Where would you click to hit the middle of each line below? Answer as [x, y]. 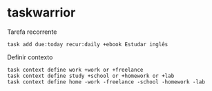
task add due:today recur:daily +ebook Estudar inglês [88, 44]
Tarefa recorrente [32, 32]
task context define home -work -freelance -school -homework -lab [106, 82]
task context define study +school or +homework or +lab [91, 76]
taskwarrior [41, 13]
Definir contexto [30, 57]
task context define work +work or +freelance [75, 70]
